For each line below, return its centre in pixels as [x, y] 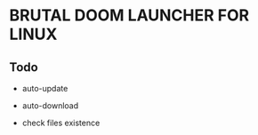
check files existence [61, 123]
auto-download [50, 106]
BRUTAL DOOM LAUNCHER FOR [129, 16]
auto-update [45, 88]
